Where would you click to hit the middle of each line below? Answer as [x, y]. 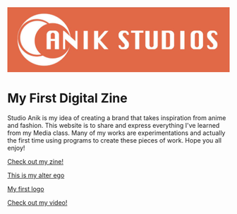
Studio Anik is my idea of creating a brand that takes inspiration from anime [117, 118]
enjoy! [16, 148]
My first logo [26, 189]
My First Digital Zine [68, 99]
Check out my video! [37, 203]
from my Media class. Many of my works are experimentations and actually [116, 133]
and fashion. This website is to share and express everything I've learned [114, 126]
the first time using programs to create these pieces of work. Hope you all [115, 141]
